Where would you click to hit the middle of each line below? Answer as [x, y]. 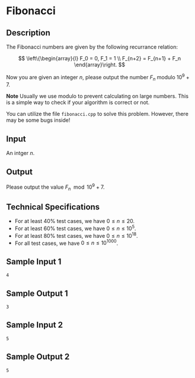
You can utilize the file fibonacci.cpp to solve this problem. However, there [97, 114]
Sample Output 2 [38, 357]
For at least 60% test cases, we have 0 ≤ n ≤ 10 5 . [75, 228]
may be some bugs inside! [38, 120]
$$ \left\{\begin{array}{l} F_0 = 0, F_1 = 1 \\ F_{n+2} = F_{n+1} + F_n [100, 58]
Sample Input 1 [34, 261]
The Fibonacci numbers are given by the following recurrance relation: [92, 47]
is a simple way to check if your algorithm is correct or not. [78, 102]
